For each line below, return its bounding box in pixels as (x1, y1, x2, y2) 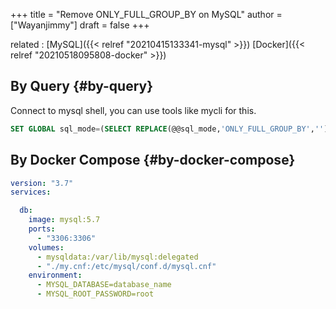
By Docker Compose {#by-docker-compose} (10, 152, 296, 169)
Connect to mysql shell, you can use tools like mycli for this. (10, 104, 257, 116)
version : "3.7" (10, 178, 74, 188)
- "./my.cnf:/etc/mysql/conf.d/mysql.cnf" (36, 261, 217, 271)
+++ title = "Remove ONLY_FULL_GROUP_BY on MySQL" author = (10, 9, 283, 20)
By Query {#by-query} (10, 78, 154, 95)
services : (10, 187, 52, 198)
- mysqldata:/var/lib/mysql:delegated (36, 252, 199, 262)
